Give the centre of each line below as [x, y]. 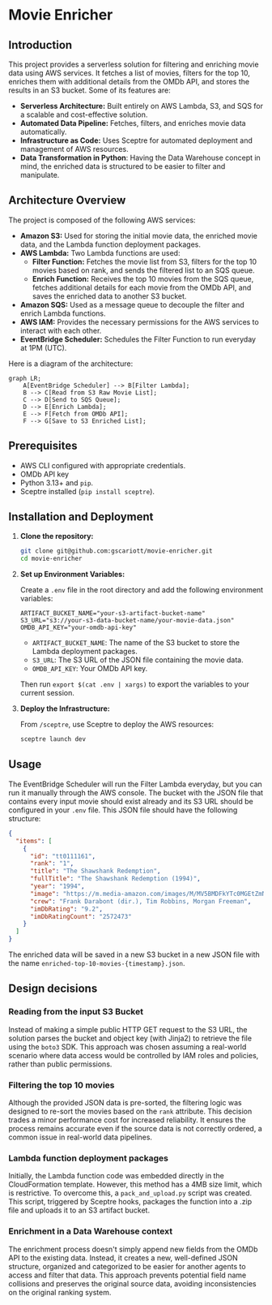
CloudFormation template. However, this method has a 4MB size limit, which [135, 1184]
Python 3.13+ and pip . [57, 482]
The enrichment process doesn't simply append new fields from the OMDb [133, 1249]
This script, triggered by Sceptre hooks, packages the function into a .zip [130, 1202]
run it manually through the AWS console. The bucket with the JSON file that [136, 792]
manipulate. [40, 175]
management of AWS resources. [74, 149]
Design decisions [53, 989]
